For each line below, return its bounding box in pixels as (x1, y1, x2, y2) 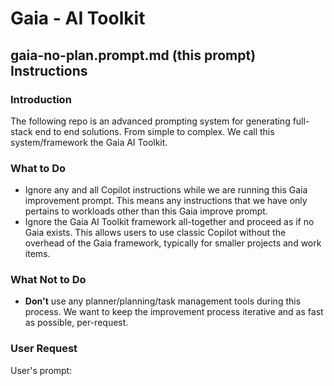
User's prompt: (10, 364, 73, 376)
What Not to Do (10, 273, 87, 287)
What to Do (10, 161, 67, 175)
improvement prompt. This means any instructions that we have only (24, 195, 308, 207)
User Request (10, 342, 78, 356)
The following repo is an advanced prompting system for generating (10, 115, 291, 127)
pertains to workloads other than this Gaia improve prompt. (24, 205, 268, 217)
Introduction (10, 92, 72, 106)
